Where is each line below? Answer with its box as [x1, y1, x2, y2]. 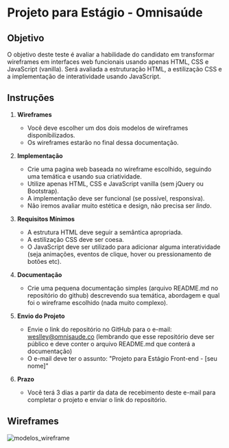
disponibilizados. [27, 131, 75, 139]
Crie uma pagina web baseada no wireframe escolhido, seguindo [27, 165, 212, 173]
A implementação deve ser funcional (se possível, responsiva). [27, 194, 205, 202]
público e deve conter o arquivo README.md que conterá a [27, 339, 195, 348]
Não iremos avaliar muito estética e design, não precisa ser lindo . [27, 201, 212, 210]
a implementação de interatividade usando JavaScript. [7, 72, 161, 80]
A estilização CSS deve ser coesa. [27, 235, 125, 243]
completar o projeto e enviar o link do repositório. [27, 395, 167, 403]
